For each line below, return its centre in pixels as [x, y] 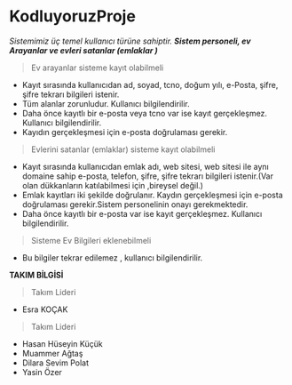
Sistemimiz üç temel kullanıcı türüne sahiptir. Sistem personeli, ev [130, 41]
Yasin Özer [42, 372]
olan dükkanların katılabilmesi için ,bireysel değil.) [113, 185]
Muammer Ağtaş [52, 353]
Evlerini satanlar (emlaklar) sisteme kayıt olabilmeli [123, 149]
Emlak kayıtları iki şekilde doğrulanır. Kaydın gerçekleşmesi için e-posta [152, 195]
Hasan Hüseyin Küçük [63, 343]
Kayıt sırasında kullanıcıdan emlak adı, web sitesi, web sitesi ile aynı [145, 166]
